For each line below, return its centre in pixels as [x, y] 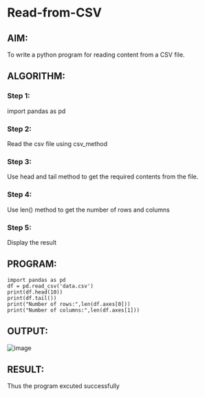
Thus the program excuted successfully [64, 386]
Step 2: [20, 129]
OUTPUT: [28, 331]
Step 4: [20, 194]
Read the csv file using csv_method [57, 143]
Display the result [32, 242]
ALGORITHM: [36, 76]
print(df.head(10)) [35, 292]
